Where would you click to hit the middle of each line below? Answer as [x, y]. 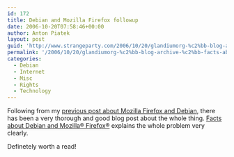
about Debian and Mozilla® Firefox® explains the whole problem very [106, 126]
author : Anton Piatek [39, 33]
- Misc [23, 78]
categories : [24, 59]
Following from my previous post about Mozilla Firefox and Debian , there [111, 111]
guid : [15, 46]
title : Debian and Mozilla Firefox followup [73, 20]
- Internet [29, 72]
